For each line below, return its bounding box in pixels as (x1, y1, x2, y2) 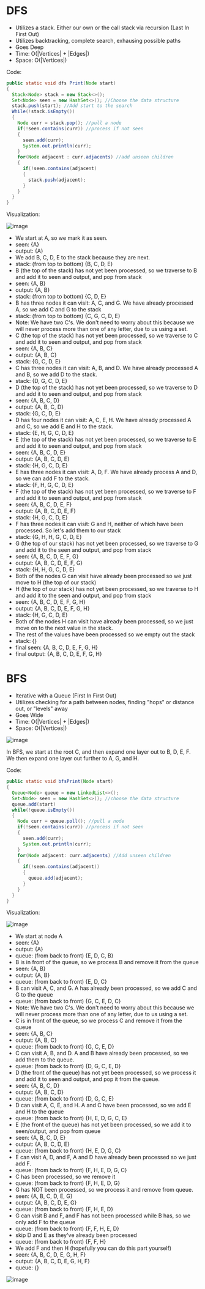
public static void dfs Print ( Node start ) (6, 80, 116, 86)
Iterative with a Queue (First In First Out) (15, 692, 117, 699)
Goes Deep (15, 43, 44, 51)
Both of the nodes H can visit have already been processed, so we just (15, 618, 194, 625)
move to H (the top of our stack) (15, 579, 97, 586)
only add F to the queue (15, 1219, 76, 1226)
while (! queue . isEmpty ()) (12, 807, 75, 813)
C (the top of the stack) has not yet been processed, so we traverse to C (15, 332, 198, 340)
